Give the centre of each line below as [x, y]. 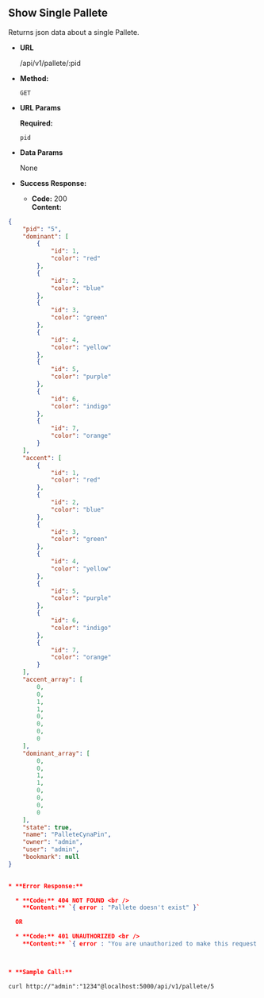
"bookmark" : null [51, 857]
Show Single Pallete [58, 13]
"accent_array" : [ [53, 680]
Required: [36, 123]
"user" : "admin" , [51, 849]
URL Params [40, 107]
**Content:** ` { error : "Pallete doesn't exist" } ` [111, 908]
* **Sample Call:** [40, 972]
